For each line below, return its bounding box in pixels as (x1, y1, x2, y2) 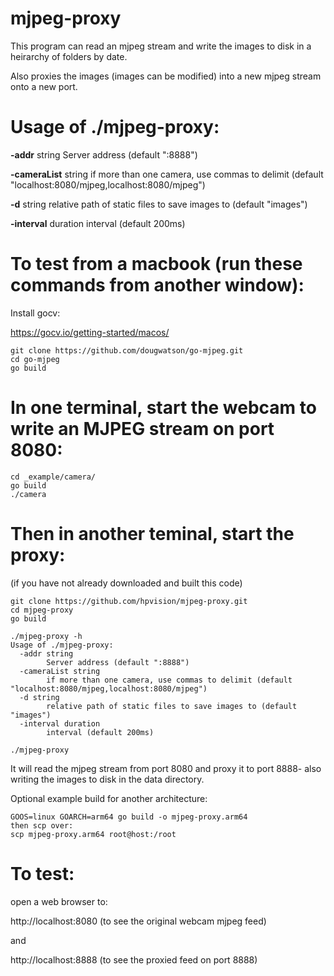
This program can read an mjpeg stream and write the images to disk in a (10, 40, 312, 52)
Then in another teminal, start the (10, 522, 295, 545)
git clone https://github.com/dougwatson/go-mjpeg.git (10, 345, 244, 356)
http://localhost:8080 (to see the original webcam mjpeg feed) (10, 915, 267, 927)
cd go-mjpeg (10, 354, 60, 364)
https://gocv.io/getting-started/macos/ (10, 326, 170, 338)
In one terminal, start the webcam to (10, 397, 317, 419)
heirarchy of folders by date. (10, 50, 128, 62)
